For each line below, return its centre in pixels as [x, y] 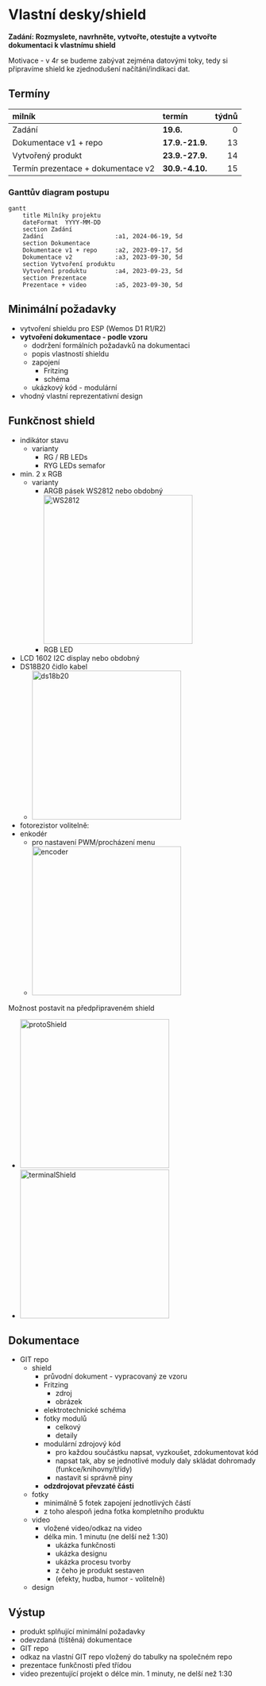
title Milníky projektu [62, 216]
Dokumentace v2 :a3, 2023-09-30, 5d [102, 257]
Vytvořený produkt [47, 155]
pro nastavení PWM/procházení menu [93, 842]
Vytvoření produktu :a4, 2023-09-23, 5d [102, 272]
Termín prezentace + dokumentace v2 [83, 168]
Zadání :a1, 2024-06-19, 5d [102, 237]
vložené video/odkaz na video [93, 1528]
